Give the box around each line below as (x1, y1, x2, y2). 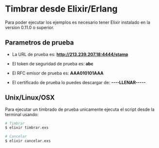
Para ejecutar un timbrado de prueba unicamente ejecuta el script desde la (5, 106, 155, 112)
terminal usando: (5, 111, 39, 117)
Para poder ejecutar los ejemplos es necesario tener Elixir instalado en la (5, 19, 150, 25)
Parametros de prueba (5, 39, 74, 47)
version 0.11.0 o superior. (5, 24, 54, 30)
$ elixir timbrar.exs (5, 125, 49, 130)
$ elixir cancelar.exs (5, 139, 51, 144)
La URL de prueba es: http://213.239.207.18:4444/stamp (12, 51, 128, 57)
